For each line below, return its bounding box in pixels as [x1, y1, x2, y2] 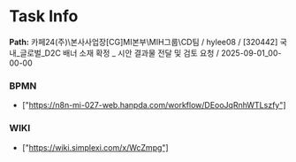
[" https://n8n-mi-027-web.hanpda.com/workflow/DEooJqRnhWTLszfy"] [21, 100, 286, 111]
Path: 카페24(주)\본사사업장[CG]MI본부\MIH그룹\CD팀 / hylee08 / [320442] [9, 36, 278, 47]
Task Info [9, 6, 79, 27]
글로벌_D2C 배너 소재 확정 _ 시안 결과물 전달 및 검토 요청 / [19, 47, 219, 58]
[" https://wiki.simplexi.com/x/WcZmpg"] [21, 142, 170, 152]
